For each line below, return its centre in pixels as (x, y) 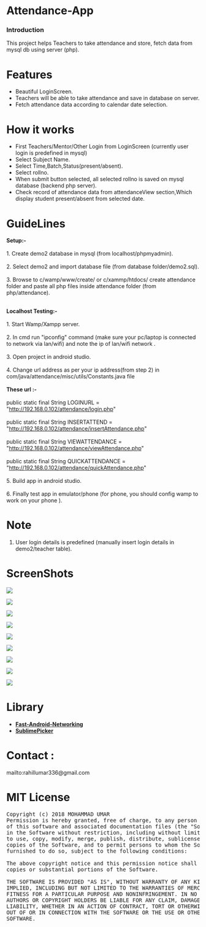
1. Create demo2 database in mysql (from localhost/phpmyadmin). (90, 254)
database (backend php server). (56, 186)
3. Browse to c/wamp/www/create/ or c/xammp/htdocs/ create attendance (101, 280)
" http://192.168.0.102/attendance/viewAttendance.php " (75, 448)
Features (29, 75)
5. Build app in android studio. (44, 481)
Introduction (25, 30)
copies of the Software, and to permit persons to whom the (99, 845)
